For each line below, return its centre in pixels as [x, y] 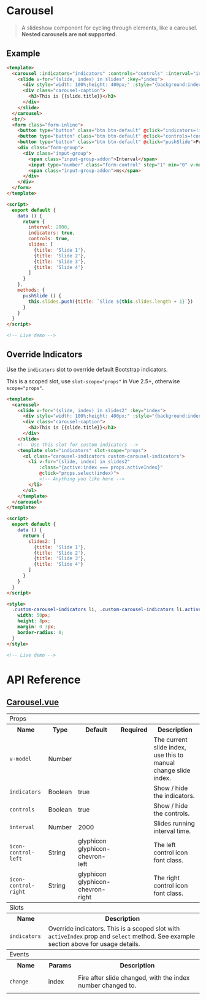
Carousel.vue [33, 702]
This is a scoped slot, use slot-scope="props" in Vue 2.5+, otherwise [93, 381]
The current [171, 740]
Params [60, 966]
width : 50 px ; [34, 615]
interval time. [172, 831]
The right [167, 878]
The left [165, 845]
